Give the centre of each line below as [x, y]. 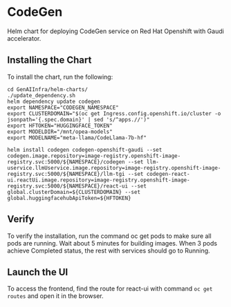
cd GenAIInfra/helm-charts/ [48, 89]
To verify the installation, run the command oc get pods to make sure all [110, 236]
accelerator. [24, 38]
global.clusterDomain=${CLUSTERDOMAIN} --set [74, 192]
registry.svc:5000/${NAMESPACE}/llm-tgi [66, 174]
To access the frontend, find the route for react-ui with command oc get [110, 289]
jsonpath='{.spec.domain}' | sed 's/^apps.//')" [78, 119]
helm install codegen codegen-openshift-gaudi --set [85, 150]
